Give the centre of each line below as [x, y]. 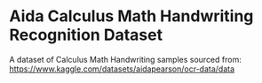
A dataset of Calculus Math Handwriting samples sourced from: [125, 59]
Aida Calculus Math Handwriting [131, 16]
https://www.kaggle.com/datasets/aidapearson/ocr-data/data [122, 69]
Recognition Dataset [86, 35]
